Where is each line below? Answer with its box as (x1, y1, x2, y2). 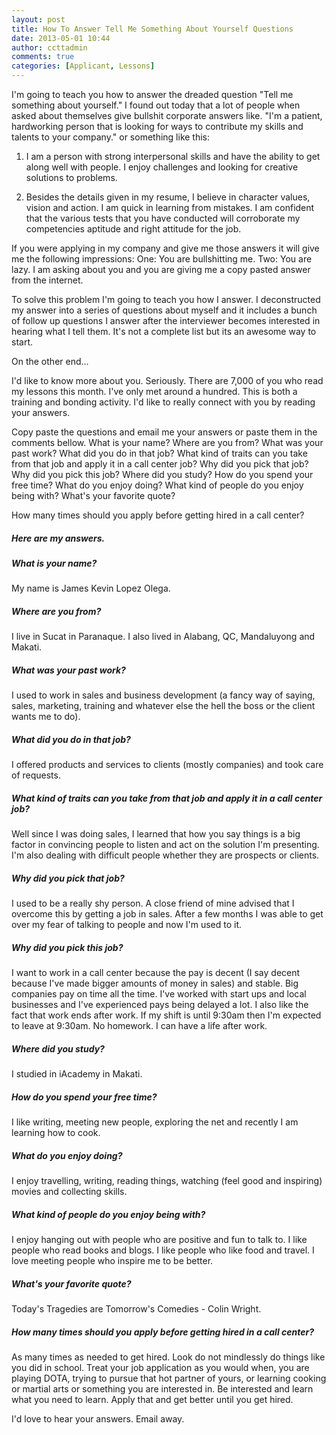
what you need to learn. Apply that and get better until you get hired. (11, 1393, 294, 1405)
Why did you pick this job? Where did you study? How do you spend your (11, 469, 314, 480)
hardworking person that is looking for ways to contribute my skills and (11, 121, 304, 132)
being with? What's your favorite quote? (11, 490, 176, 501)
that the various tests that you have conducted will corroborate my (25, 212, 301, 224)
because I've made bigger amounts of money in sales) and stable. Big (11, 977, 299, 990)
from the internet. (11, 274, 84, 286)
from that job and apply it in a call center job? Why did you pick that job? (11, 458, 309, 470)
